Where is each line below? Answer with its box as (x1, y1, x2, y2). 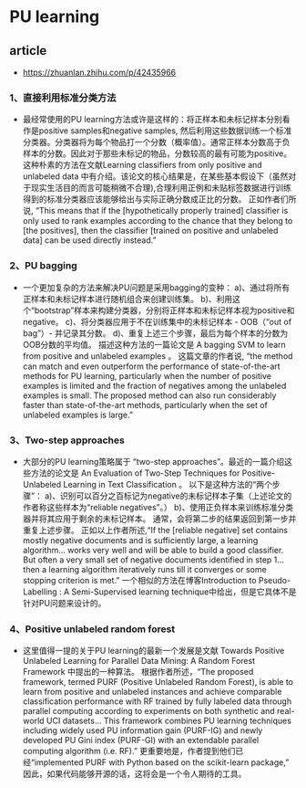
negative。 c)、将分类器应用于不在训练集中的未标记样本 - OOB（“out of (22, 316, 292, 327)
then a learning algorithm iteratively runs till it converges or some (22, 563, 267, 574)
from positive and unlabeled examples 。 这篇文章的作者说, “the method (22, 350, 293, 362)
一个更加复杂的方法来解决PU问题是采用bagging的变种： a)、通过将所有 (22, 281, 291, 293)
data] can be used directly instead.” (22, 235, 157, 246)
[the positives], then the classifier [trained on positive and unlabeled (22, 226, 279, 236)
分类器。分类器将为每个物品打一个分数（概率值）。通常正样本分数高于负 (22, 137, 291, 148)
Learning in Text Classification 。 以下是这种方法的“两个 (63, 478, 273, 489)
